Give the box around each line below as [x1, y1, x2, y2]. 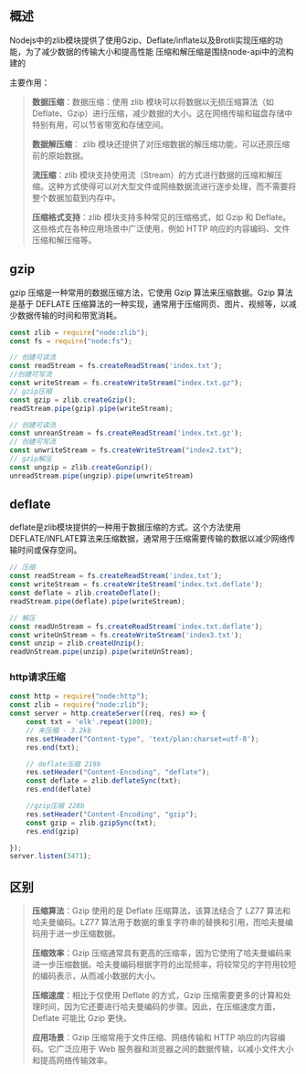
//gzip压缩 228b [26, 802, 85, 811]
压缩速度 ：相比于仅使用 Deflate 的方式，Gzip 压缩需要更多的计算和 [31, 990, 284, 1001]
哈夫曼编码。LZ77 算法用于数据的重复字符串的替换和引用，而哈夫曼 [31, 917, 286, 928]
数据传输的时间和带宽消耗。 [16, 310, 121, 321]
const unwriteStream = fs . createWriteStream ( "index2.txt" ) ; [9, 446, 244, 455]
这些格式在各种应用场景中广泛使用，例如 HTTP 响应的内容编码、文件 [31, 223, 290, 234]
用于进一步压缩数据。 [39, 928, 121, 939]
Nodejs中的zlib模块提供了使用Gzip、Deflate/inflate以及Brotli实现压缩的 [9, 35, 276, 46]
